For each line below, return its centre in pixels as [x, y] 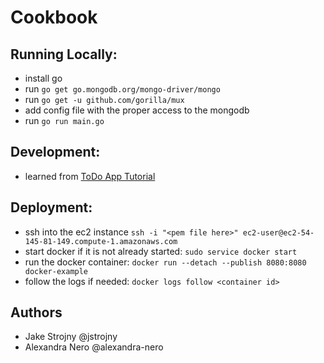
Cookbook [54, 17]
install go [43, 78]
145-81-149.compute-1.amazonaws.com [101, 241]
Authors [36, 312]
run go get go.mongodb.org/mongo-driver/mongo [122, 89]
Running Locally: [64, 54]
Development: [55, 152]
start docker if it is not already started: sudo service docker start [161, 251]
